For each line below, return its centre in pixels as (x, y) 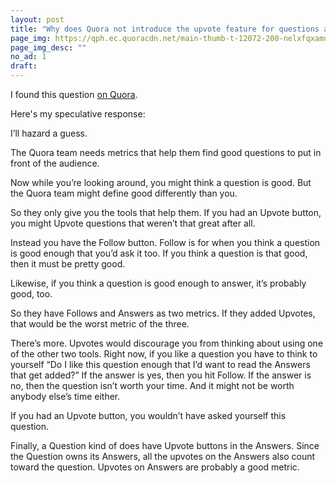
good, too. (31, 294)
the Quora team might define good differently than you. (124, 193)
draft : (24, 66)
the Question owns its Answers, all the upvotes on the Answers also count (163, 456)
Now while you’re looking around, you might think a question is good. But (161, 182)
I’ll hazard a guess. (49, 133)
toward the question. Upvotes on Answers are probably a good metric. (155, 467)
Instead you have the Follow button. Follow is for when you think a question (165, 242)
